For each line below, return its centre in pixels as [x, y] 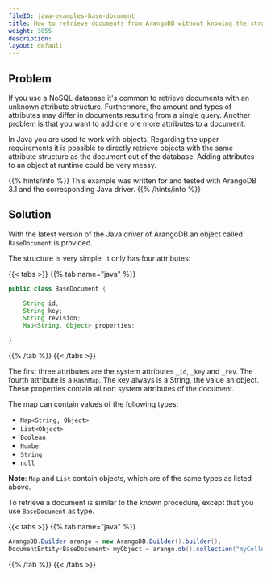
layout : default [35, 46]
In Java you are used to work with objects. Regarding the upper [114, 139]
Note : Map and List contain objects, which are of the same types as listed [130, 478]
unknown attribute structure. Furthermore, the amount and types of [120, 107]
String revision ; [52, 318]
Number [31, 446]
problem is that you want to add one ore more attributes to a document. [127, 123]
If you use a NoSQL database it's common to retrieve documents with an [129, 98]
